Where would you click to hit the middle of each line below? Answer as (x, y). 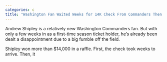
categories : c (20, 10)
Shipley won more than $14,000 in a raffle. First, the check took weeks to (80, 49)
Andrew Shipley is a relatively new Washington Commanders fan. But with (81, 28)
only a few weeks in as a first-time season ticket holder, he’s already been (81, 34)
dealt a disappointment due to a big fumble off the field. (62, 39)
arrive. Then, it (20, 54)
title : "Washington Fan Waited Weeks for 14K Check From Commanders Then (84, 14)
